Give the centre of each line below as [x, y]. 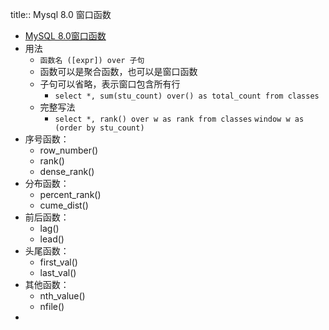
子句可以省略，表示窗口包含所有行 [110, 84]
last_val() [58, 272]
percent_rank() [70, 194]
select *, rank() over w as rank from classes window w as [179, 119]
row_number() [69, 150]
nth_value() [62, 296]
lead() [52, 239]
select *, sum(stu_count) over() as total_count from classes [187, 96]
